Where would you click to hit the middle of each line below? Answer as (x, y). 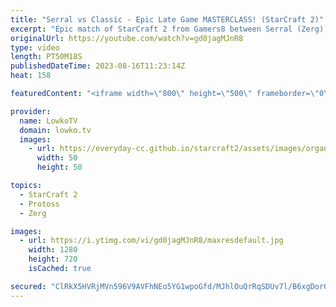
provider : (31, 111)
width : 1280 (53, 250)
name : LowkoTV (48, 121)
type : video (35, 47)
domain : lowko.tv (55, 130)
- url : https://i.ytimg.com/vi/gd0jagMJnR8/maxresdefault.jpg (151, 241)
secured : (28, 286)
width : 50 (57, 158)
